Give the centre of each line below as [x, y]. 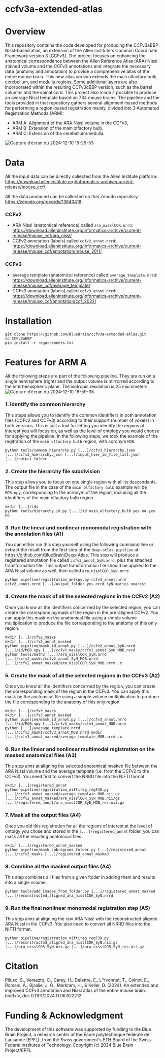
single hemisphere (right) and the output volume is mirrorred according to [80, 381]
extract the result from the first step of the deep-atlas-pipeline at [72, 550]
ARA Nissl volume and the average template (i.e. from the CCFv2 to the [77, 771]
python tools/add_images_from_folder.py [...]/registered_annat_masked [80, 891]
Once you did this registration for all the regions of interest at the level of [79, 826]
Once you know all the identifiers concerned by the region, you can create [81, 686]
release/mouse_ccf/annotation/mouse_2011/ [57, 251]
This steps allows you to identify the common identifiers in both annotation [81, 415]
